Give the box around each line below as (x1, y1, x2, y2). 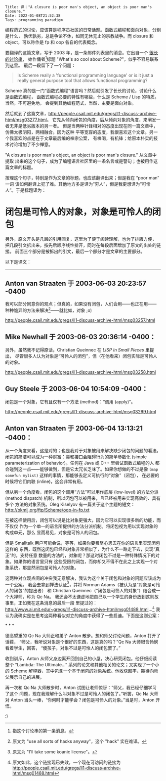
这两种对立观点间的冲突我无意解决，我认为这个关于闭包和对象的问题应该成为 (5, 575, 161, 581)
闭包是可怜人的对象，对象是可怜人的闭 (5, 206, 162, 217)
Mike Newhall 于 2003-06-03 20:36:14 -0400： (5, 333, 156, 341)
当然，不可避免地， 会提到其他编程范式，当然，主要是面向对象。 (5, 100, 136, 106)
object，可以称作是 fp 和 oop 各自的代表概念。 (5, 39, 100, 45)
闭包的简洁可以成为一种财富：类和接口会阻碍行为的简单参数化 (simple (5, 454, 147, 460)
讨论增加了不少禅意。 (9, 141, 53, 147)
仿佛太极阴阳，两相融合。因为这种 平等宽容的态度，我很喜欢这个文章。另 (5, 129, 154, 135)
